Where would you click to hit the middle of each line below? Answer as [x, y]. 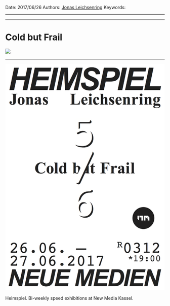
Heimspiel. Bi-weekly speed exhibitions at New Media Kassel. [69, 298]
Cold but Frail [34, 37]
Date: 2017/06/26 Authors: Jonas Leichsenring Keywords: [66, 7]
